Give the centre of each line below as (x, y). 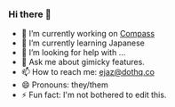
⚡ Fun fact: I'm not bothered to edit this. (94, 95)
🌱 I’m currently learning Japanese (83, 43)
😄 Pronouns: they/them (64, 85)
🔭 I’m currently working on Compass (88, 34)
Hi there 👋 (30, 14)
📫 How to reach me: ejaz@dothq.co (87, 72)
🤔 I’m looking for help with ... (73, 53)
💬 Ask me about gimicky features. (83, 62)
